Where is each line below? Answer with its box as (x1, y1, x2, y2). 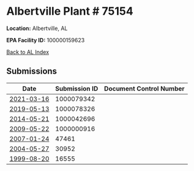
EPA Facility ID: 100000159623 (6, 36, 85, 44)
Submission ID (54, 84, 99, 93)
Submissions (6, 66, 57, 77)
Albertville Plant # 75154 (6, 4, 133, 18)
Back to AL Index (6, 48, 50, 56)
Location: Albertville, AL (6, 25, 68, 32)
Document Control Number (103, 84, 185, 93)
